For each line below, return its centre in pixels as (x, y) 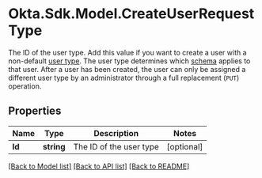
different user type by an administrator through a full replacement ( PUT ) (124, 78)
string (54, 146)
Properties (35, 111)
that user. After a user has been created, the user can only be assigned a (127, 69)
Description (116, 133)
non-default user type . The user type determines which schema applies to (129, 61)
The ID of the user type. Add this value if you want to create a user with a (127, 52)
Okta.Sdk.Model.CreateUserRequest (131, 14)
